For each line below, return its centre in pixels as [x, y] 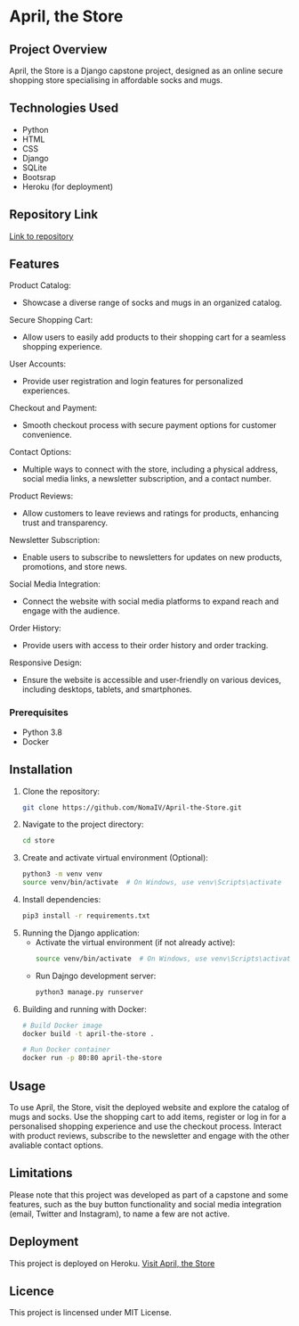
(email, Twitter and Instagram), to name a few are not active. [119, 1214]
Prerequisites [39, 712]
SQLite [34, 168]
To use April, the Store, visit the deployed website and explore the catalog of [149, 1107]
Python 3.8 [42, 732]
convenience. [47, 435]
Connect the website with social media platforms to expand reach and [150, 601]
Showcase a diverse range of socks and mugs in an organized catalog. [152, 303]
